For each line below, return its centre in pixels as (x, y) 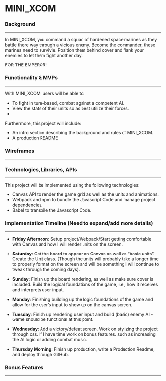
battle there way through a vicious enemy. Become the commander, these (80, 45)
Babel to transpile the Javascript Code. (52, 210)
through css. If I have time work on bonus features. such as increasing (84, 334)
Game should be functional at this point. (53, 319)
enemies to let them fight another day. (44, 56)
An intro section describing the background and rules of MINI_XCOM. (83, 132)
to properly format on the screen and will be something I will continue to (85, 264)
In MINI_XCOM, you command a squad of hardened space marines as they (81, 40)
